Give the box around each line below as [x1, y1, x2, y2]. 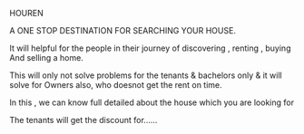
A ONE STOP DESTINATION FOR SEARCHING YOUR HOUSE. [9, 25, 236, 35]
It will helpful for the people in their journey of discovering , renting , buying [9, 43, 291, 53]
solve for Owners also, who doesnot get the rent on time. [9, 80, 222, 90]
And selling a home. [9, 53, 83, 62]
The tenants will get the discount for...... [9, 115, 158, 125]
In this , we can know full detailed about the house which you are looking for [9, 97, 295, 108]
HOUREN [9, 8, 44, 18]
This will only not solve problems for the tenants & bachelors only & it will [9, 70, 283, 81]
